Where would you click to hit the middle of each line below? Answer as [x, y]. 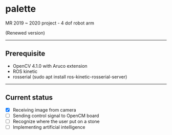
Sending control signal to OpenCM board [56, 116]
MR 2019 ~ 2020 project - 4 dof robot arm [50, 23]
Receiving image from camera [44, 110]
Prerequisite [25, 54]
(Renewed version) [25, 33]
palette [21, 9]
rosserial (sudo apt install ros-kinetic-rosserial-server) [70, 76]
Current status [29, 98]
